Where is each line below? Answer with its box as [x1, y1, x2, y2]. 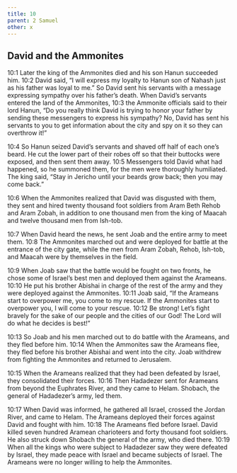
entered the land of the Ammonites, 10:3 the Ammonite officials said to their [7, 98, 228, 107]
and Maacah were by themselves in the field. [7, 253, 138, 261]
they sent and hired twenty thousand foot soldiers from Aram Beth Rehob [7, 201, 221, 210]
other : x [7, 23, 33, 30]
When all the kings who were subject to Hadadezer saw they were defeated [7, 443, 228, 452]
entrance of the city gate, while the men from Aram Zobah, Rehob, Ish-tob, [7, 245, 225, 253]
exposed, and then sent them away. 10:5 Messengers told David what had [7, 157, 223, 166]
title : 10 [7, 10, 37, 18]
